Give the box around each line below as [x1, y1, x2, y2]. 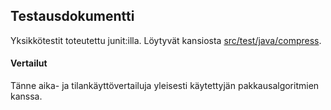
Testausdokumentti [10, 8, 135, 25]
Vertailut [10, 57, 48, 69]
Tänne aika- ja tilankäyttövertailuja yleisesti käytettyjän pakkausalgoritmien [10, 80, 320, 92]
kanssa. [10, 90, 43, 103]
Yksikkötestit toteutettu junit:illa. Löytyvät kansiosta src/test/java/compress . [10, 34, 322, 46]
